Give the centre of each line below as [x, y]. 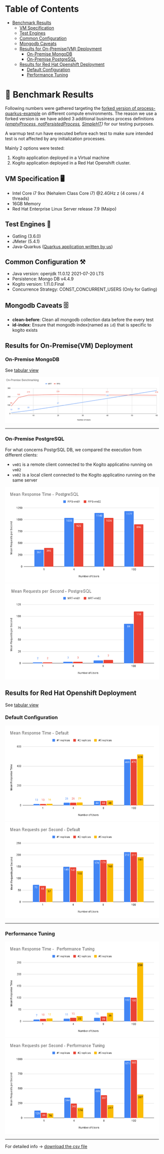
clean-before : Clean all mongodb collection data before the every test [83, 320]
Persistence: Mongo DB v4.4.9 [43, 279]
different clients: [21, 455]
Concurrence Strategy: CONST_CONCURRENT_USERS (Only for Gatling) [85, 289]
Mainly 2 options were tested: [35, 148]
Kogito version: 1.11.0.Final [38, 284]
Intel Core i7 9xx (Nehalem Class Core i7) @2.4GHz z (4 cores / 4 [78, 193]
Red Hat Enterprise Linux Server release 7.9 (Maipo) [64, 209]
